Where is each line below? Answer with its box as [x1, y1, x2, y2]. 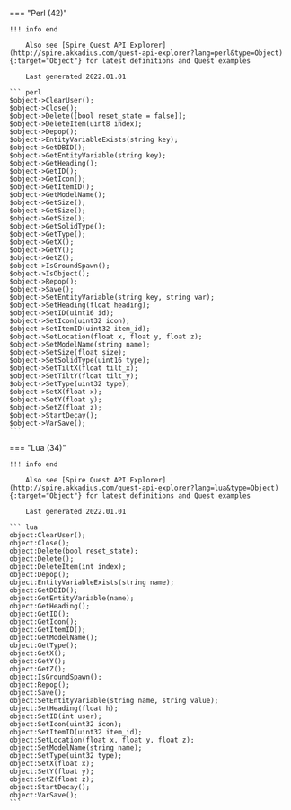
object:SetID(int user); [9, 712, 102, 721]
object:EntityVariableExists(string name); [9, 578, 175, 587]
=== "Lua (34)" [9, 443, 66, 453]
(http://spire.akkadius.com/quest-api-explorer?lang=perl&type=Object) [9, 49, 283, 58]
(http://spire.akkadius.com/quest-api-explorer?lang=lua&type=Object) [9, 483, 279, 492]
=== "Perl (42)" [9, 8, 67, 18]
